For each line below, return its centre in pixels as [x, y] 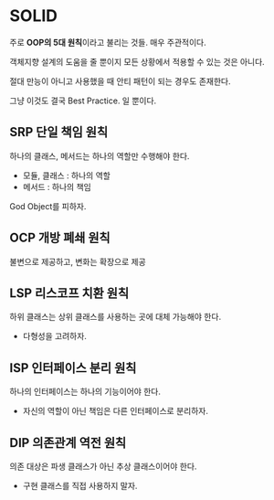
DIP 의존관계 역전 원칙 [68, 443]
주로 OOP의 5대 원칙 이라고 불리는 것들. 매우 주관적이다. [108, 42]
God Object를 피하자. [48, 206]
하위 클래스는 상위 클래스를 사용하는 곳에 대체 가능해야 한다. [116, 317]
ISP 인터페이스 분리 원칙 [73, 368]
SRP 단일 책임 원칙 [58, 132]
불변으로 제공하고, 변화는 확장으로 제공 [78, 261]
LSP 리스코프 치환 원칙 [69, 293]
